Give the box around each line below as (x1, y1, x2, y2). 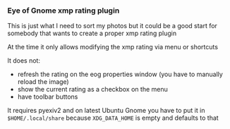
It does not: (7, 56, 41, 65)
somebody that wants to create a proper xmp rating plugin (7, 29, 177, 37)
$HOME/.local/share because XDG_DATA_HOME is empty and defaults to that (7, 113, 219, 122)
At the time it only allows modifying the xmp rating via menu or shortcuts (7, 43, 219, 51)
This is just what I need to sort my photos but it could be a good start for (7, 22, 217, 30)
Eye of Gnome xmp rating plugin (7, 6, 120, 16)
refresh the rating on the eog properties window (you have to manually (17, 70, 224, 79)
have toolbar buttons (17, 92, 78, 101)
